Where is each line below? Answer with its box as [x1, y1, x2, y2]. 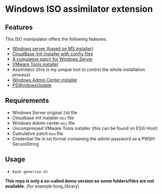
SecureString [12, 141, 39, 147]
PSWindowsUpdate [12, 82, 52, 88]
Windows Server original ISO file [12, 109, 78, 115]
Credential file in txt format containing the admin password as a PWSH [12, 135, 155, 141]
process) [12, 72, 30, 77]
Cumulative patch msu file [12, 130, 63, 136]
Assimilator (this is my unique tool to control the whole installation [12, 66, 145, 72]
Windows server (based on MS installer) [12, 46, 94, 51]
